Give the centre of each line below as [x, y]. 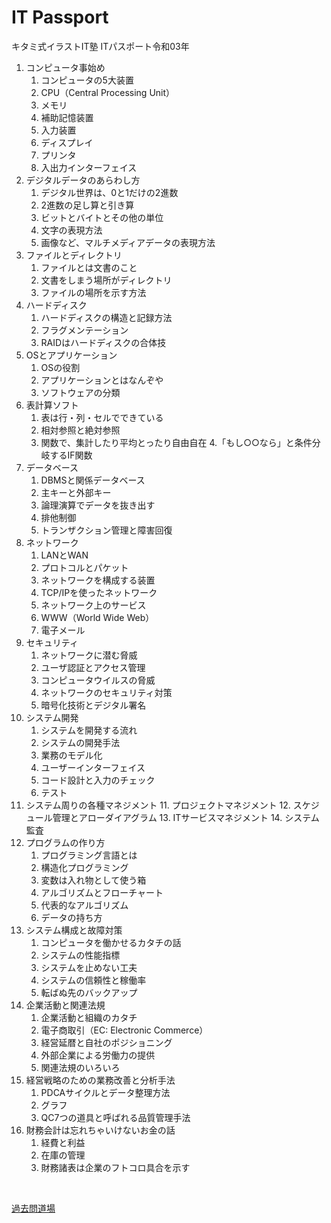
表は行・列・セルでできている [102, 417]
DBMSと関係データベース [93, 480]
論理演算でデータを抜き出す [98, 505]
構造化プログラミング [84, 867]
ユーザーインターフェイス [93, 767]
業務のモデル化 [71, 755]
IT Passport [60, 17]
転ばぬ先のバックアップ [89, 992]
